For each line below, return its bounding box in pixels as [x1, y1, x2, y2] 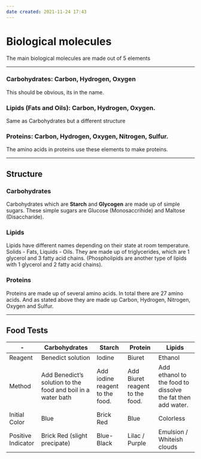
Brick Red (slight [41, 431, 88, 440]
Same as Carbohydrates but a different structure [6, 118, 126, 125]
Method [9, 382, 31, 390]
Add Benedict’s [41, 370, 84, 379]
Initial [9, 410, 25, 419]
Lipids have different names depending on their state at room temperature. [6, 242, 190, 249]
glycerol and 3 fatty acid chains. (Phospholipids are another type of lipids [6, 254, 187, 262]
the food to [158, 378, 190, 386]
